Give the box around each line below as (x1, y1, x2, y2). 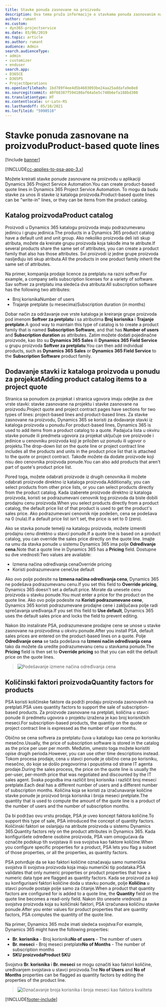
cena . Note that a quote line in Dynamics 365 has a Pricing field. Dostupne (5, 546, 157, 552)
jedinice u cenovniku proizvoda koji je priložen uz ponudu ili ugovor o (5, 438, 146, 444)
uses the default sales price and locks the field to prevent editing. (5, 613, 138, 619)
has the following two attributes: (5, 287, 71, 292)
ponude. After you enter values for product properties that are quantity (5, 907, 148, 912)
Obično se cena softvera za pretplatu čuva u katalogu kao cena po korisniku (5, 735, 160, 741)
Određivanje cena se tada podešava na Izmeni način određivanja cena (5, 638, 152, 644)
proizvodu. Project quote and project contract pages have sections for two (5, 406, 156, 412)
